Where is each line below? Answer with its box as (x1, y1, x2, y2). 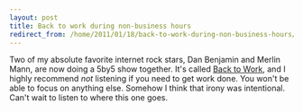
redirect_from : (9, 30, 67, 39)
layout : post (9, 13, 59, 22)
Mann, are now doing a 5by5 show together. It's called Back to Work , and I (9, 64, 286, 74)
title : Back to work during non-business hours (9, 22, 192, 30)
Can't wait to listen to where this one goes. (9, 92, 169, 103)
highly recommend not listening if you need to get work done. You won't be (9, 73, 289, 84)
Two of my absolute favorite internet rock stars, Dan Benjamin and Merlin (9, 55, 281, 65)
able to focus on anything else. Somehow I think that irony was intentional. (9, 82, 286, 94)
